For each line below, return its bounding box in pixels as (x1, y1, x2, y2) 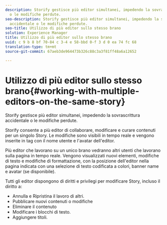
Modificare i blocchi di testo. (12, 209, 71, 215)
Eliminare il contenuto (12, 204, 57, 210)
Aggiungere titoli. (12, 215, 48, 221)
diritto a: (5, 184, 22, 190)
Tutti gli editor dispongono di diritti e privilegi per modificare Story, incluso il (5, 178, 161, 184)
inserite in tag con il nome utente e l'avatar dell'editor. (5, 138, 115, 144)
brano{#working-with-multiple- (5, 85, 140, 97)
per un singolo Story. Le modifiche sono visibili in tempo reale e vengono (5, 132, 155, 138)
